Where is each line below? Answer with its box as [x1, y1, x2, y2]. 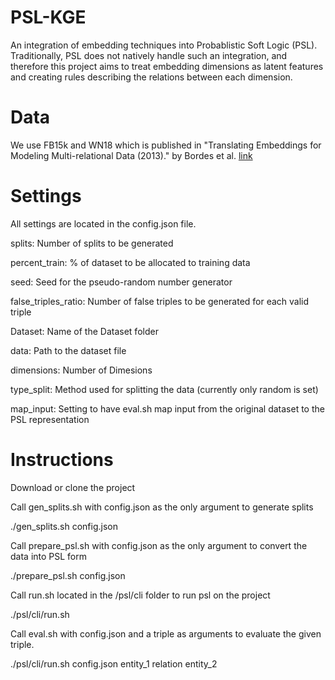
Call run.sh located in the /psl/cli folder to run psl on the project [10, 589, 271, 601]
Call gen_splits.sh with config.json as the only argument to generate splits [10, 501, 314, 513]
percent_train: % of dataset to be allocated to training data [10, 256, 251, 268]
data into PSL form [10, 550, 88, 562]
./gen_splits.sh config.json [10, 520, 118, 532]
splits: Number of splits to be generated [10, 237, 174, 249]
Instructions [10, 449, 114, 471]
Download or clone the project [10, 481, 136, 493]
